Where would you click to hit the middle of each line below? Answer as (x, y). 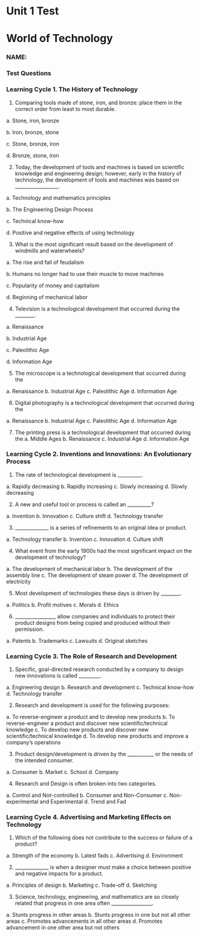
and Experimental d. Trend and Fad (83, 802)
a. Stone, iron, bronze (33, 121)
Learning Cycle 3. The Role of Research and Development (92, 656)
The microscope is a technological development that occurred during (100, 373)
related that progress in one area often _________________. (84, 903)
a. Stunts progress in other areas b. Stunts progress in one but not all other (98, 915)
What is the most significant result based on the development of (94, 244)
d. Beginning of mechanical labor (47, 297)
